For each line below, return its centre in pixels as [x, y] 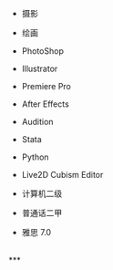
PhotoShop [43, 51]
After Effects [45, 104]
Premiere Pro [46, 86]
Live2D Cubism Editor [62, 175]
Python [35, 157]
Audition [37, 122]
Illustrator [40, 68]
